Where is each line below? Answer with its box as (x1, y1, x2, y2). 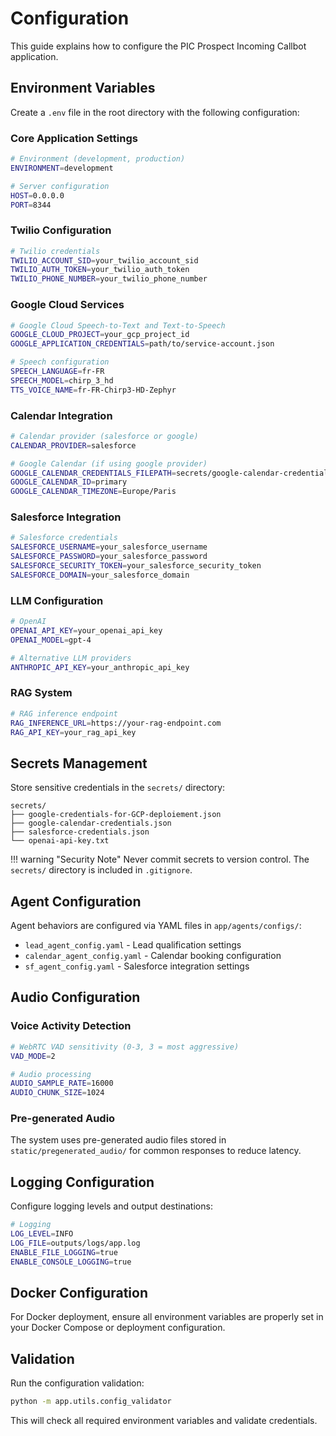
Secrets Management (10, 755, 148, 772)
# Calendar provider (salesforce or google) (10, 431, 199, 441)
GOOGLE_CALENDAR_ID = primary (10, 477, 128, 487)
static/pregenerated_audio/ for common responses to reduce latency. (10, 1145, 302, 1157)
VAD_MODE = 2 (10, 1051, 56, 1061)
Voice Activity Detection (10, 1019, 132, 1033)
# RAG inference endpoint (10, 708, 118, 719)
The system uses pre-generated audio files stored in (10, 1134, 227, 1146)
